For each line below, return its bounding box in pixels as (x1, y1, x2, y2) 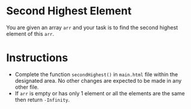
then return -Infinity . (14, 96, 70, 103)
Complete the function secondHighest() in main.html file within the (14, 70, 178, 78)
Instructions (6, 51, 68, 65)
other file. (14, 83, 39, 91)
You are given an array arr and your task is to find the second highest (6, 24, 178, 31)
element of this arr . (6, 30, 54, 37)
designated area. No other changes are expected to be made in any (14, 77, 182, 84)
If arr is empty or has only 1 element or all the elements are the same (14, 89, 186, 96)
